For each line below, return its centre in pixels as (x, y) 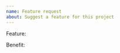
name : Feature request (34, 11)
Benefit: (16, 45)
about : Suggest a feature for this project (60, 17)
